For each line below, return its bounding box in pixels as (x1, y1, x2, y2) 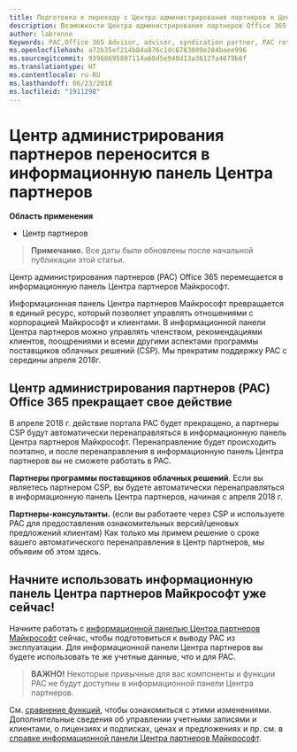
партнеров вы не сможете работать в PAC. (9, 455, 171, 466)
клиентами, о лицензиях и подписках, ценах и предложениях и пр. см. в (9, 724, 284, 734)
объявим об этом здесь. (9, 547, 102, 557)
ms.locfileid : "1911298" (9, 87, 101, 96)
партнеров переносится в (9, 143, 210, 164)
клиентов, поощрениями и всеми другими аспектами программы (9, 336, 259, 346)
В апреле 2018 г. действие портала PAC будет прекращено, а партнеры (9, 418, 279, 429)
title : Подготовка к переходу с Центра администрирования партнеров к (9, 12, 275, 22)
